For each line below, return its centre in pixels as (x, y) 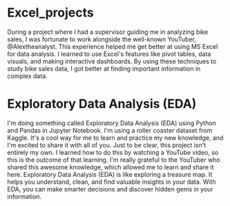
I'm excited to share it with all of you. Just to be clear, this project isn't (107, 145)
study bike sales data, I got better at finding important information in (104, 68)
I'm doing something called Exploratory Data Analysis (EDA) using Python (112, 123)
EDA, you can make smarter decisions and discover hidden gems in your (111, 189)
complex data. (28, 76)
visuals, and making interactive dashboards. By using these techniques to (112, 61)
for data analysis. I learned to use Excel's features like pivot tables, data (109, 54)
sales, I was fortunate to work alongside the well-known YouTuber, (102, 39)
